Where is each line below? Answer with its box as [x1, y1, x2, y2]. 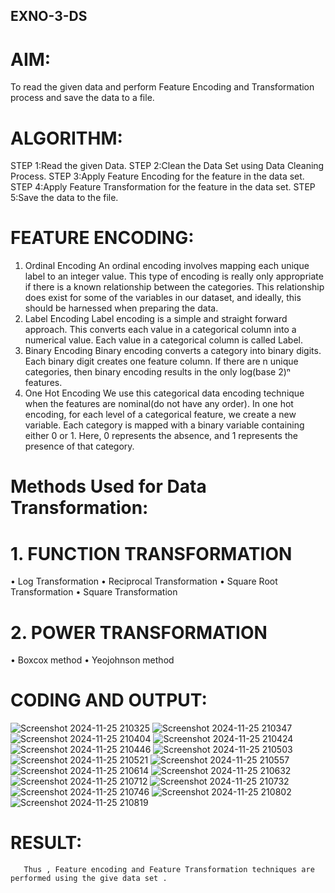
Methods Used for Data [10, 475, 207, 498]
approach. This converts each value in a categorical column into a [24, 324, 297, 336]
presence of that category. [24, 440, 135, 453]
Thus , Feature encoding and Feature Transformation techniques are [23, 865, 315, 875]
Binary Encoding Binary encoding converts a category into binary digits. [24, 345, 322, 357]
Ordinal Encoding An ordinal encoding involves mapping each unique [24, 260, 310, 272]
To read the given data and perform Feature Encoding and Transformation [10, 81, 315, 93]
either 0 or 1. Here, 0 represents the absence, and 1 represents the [24, 430, 298, 442]
